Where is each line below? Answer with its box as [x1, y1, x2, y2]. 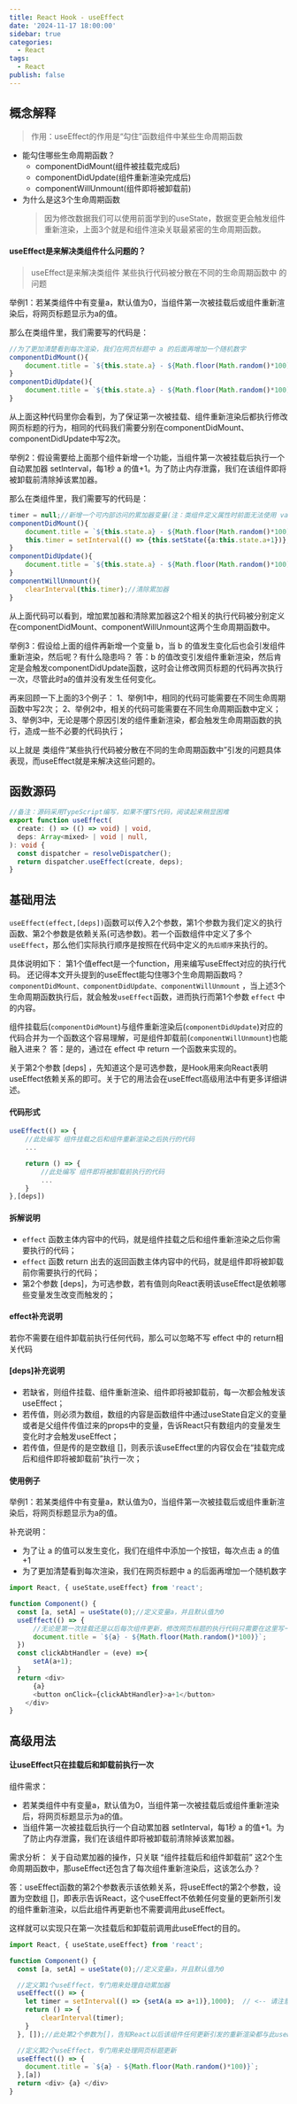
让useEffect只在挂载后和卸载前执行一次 [9, 1759, 155, 1770]
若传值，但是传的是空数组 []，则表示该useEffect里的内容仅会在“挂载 [21, 1441, 270, 1453]
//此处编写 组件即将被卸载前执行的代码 [41, 1167, 165, 1176]
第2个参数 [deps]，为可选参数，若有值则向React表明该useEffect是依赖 [21, 1277, 279, 1289]
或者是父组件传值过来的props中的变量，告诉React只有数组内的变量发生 [21, 1419, 281, 1431]
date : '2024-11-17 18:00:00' [9, 21, 117, 30]
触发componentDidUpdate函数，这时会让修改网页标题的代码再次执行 [32, 662, 284, 673]
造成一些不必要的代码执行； [24, 726, 126, 736]
